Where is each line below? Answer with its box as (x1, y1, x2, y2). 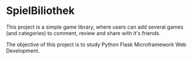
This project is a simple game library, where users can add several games (6, 23, 184, 30)
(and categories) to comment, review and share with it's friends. (6, 29, 161, 36)
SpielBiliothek (6, 4, 75, 18)
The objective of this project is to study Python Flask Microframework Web (6, 41, 187, 48)
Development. (6, 47, 40, 54)
